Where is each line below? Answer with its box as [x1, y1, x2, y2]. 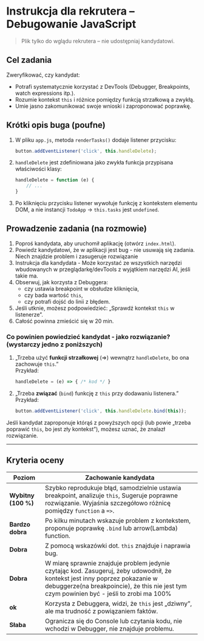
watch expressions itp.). [15, 89, 75, 97]
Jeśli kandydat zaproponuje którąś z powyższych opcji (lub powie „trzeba [6, 419, 191, 426]
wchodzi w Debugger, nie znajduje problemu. [44, 624, 174, 632]
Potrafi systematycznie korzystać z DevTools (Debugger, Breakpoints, [15, 83, 190, 90]
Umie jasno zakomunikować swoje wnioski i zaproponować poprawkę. [15, 102, 192, 110]
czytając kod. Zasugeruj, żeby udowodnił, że [44, 566, 172, 575]
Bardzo [9, 520, 30, 528]
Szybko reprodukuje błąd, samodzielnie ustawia [44, 483, 182, 492]
